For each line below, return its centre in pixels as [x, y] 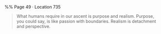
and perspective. [33, 26]
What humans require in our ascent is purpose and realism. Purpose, [85, 16]
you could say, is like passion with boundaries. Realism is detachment [86, 21]
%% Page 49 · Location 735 [33, 7]
